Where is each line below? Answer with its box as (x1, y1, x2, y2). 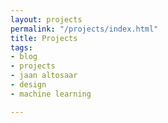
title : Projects (10, 33, 78, 43)
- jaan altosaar (10, 71, 78, 81)
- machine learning (10, 89, 92, 99)
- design (10, 80, 47, 90)
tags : (10, 42, 33, 53)
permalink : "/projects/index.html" (10, 24, 159, 34)
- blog (10, 52, 38, 62)
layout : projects (10, 14, 83, 25)
